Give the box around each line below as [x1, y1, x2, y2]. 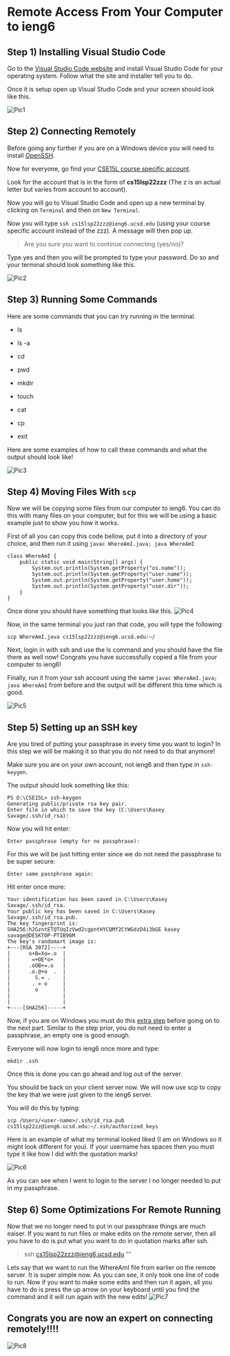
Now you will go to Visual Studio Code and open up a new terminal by [7, 198, 205, 206]
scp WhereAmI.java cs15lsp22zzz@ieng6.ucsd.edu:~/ [7, 634, 156, 641]
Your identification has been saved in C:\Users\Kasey [7, 896, 168, 903]
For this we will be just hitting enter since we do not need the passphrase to [7, 850, 222, 858]
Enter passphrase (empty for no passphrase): [7, 838, 140, 845]
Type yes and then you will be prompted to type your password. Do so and [7, 253, 219, 262]
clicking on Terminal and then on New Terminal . [7, 206, 140, 214]
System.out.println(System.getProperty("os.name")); [32, 565, 187, 572]
